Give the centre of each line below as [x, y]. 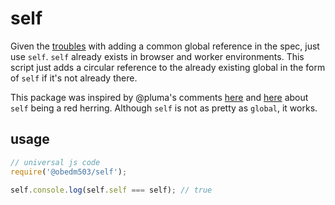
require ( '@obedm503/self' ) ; [69, 172]
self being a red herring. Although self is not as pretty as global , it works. [164, 108]
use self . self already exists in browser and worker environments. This [157, 56]
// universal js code [55, 162]
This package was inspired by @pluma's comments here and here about [159, 97]
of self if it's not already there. [74, 78]
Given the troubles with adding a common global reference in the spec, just [165, 46]
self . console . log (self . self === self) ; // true [111, 190]
